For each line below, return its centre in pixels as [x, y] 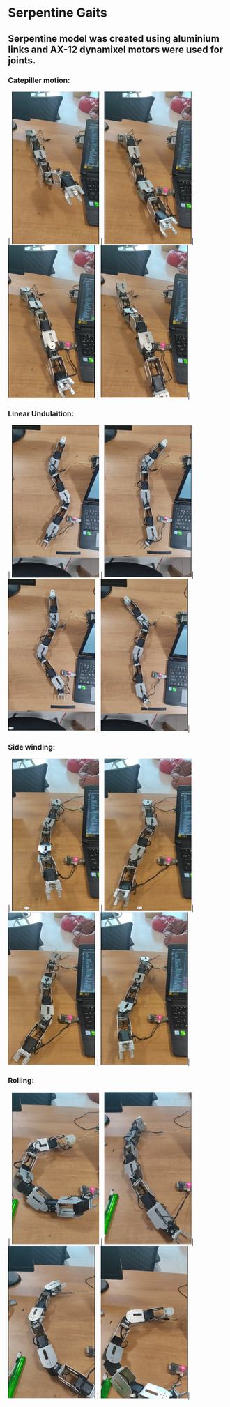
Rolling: [21, 1081]
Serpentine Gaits [58, 13]
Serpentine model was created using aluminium [114, 39]
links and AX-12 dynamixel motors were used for [116, 49]
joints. [22, 60]
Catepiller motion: [39, 80]
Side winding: [32, 747]
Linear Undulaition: [41, 413]
